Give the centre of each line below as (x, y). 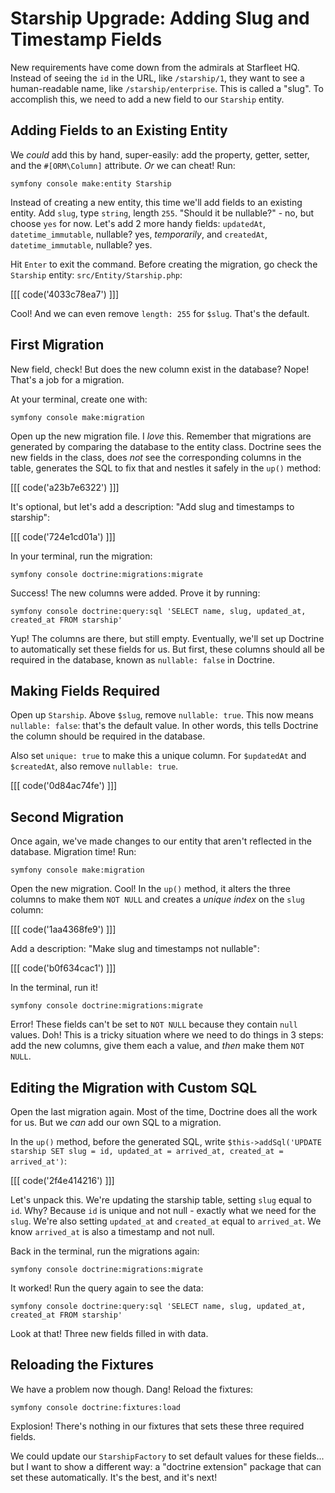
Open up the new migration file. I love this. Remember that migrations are (161, 436)
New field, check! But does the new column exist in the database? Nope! (160, 369)
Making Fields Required (85, 690)
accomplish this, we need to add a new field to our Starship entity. (147, 99)
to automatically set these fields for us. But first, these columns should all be (167, 649)
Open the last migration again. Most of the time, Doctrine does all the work (164, 1111)
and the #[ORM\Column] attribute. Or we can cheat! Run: (123, 165)
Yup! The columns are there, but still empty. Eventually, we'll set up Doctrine (167, 638)
